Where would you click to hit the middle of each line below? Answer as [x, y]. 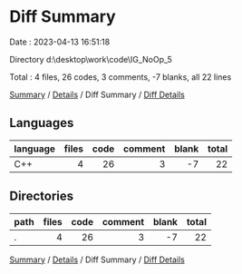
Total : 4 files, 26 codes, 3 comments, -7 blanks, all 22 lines [121, 77]
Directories [42, 196]
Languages [42, 123]
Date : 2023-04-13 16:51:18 [60, 42]
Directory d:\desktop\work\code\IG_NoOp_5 [91, 59]
